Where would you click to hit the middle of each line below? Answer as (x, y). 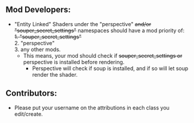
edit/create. (28, 114)
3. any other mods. (37, 49)
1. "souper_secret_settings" (48, 37)
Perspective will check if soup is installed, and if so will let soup (110, 68)
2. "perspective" (34, 43)
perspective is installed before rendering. (74, 62)
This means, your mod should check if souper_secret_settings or (103, 55)
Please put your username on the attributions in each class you (92, 108)
